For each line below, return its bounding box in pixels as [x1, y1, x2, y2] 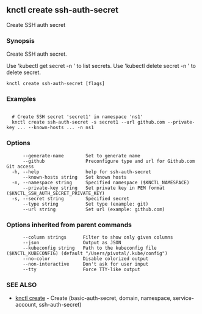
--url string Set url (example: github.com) [22, 206, 165, 212]
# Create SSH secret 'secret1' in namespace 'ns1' [12, 114, 143, 120]
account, [15, 301, 38, 308]
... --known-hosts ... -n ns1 [17, 125, 95, 131]
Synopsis [6, 36, 35, 45]
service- [173, 294, 194, 302]
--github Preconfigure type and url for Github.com [22, 158, 195, 164]
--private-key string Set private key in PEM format [22, 185, 165, 191]
